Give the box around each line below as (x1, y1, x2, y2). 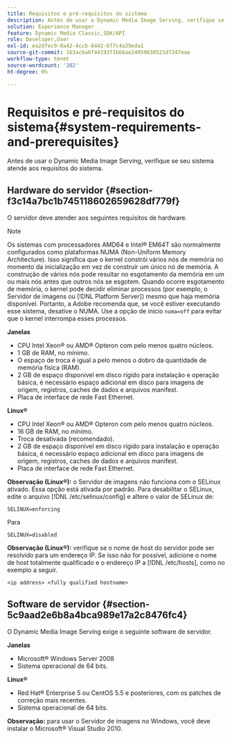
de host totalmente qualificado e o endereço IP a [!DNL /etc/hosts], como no (7, 559, 225, 567)
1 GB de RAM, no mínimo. (17, 349, 90, 357)
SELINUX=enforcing (7, 506, 60, 513)
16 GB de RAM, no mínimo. (17, 427, 93, 436)
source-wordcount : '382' (7, 62, 79, 69)
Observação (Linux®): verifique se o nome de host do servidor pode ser (7, 543, 215, 552)
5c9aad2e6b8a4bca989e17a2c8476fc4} (7, 609, 188, 621)
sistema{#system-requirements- (7, 119, 202, 135)
